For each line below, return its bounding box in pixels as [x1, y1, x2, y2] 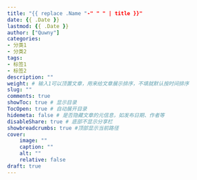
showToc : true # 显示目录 [7, 99, 78, 106]
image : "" [19, 138, 48, 144]
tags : [7, 55, 23, 62]
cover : [7, 131, 26, 138]
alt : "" [19, 150, 41, 157]
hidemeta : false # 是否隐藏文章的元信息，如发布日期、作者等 [7, 112, 165, 118]
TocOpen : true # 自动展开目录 [7, 105, 87, 112]
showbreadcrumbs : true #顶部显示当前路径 [7, 125, 119, 131]
